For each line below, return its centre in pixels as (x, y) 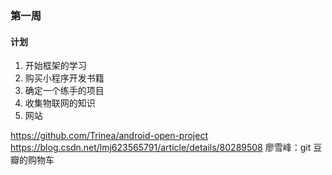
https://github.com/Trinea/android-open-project (109, 136)
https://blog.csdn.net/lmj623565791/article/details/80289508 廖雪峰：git (161, 148)
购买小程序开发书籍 (64, 78)
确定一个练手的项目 (64, 91)
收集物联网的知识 (60, 103)
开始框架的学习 (55, 66)
